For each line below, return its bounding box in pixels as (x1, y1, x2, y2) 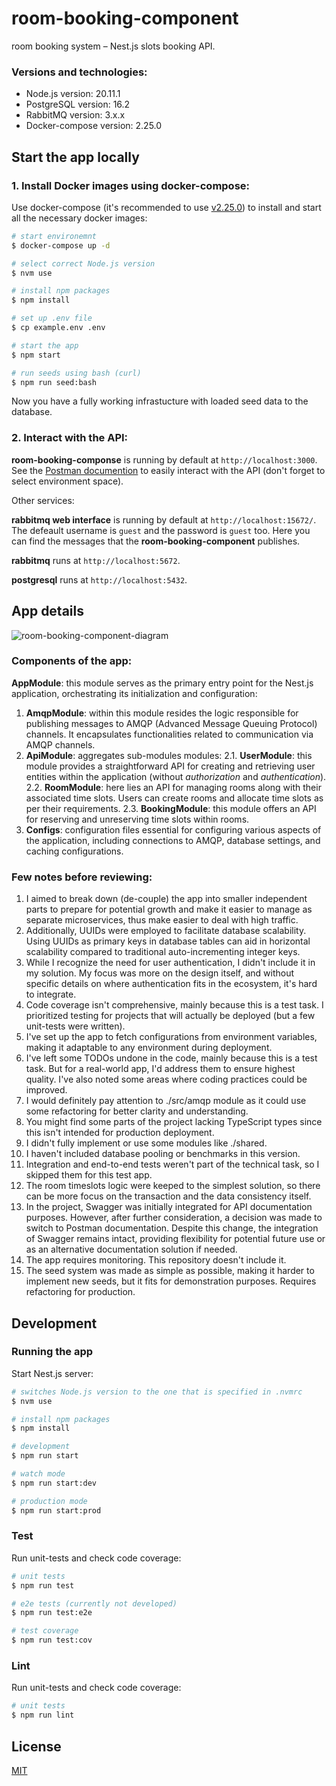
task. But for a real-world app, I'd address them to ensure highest (25, 1063, 296, 1075)
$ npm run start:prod (11, 1505, 102, 1516)
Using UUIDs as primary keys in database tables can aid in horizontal (25, 935, 311, 947)
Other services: (11, 494, 75, 506)
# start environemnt (11, 231, 98, 241)
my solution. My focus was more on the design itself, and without (25, 967, 295, 979)
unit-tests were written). (25, 1020, 126, 1032)
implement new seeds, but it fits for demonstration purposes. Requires (25, 1275, 317, 1287)
